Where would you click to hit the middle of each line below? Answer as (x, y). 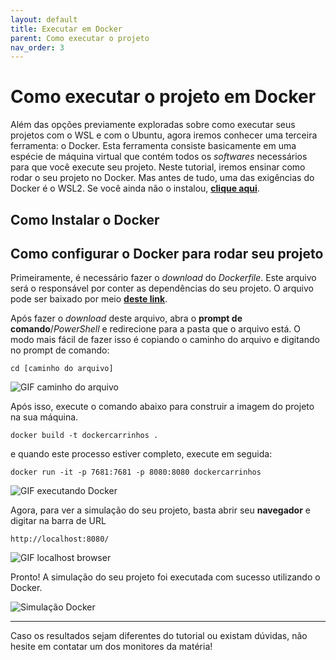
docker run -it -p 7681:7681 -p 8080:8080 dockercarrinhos (136, 472)
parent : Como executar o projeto (80, 38)
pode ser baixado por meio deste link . (89, 299)
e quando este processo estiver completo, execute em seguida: (141, 454)
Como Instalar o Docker (85, 219)
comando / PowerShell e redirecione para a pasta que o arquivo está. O (156, 329)
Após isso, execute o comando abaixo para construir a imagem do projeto (162, 407)
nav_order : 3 (37, 47)
